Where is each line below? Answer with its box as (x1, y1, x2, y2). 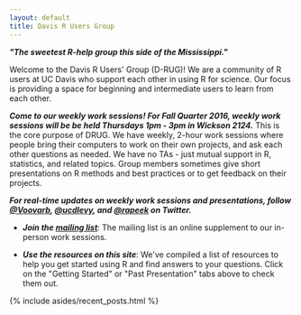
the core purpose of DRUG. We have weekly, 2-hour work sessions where (9, 129, 284, 140)
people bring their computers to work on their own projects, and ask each (9, 139, 283, 150)
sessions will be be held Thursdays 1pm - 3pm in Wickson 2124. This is (9, 119, 280, 131)
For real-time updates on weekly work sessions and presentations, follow (9, 195, 291, 206)
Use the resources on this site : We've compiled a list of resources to (22, 249, 279, 260)
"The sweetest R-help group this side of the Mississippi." (9, 46, 228, 57)
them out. (22, 277, 59, 289)
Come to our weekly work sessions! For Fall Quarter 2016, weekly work (9, 110, 281, 121)
